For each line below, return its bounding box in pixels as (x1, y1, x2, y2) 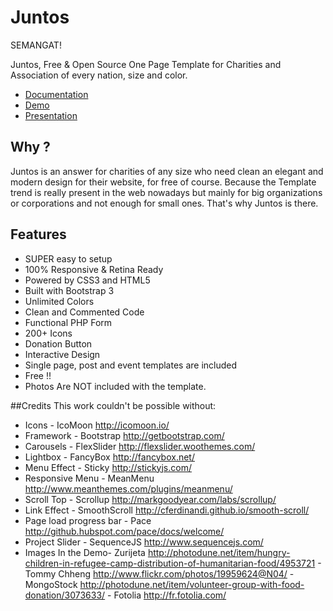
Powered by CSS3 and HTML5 (24, 274, 151, 286)
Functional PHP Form (24, 316, 113, 328)
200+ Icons (24, 327, 73, 339)
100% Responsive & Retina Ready (24, 263, 164, 275)
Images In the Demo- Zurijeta (24, 546, 146, 558)
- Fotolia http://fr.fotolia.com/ (107, 589, 227, 601)
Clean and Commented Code (24, 306, 145, 318)
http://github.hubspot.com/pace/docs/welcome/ (24, 525, 225, 537)
